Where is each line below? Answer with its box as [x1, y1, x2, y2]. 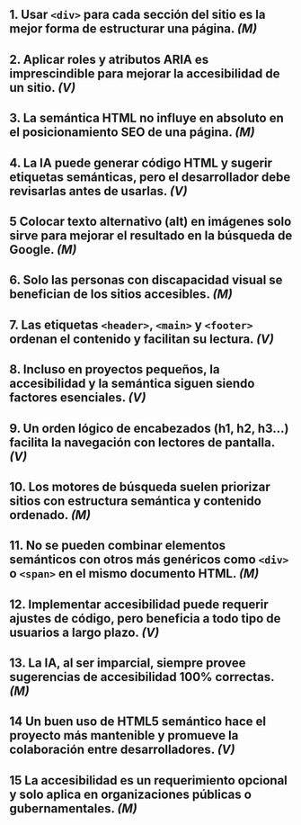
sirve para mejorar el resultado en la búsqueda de [9, 228, 293, 243]
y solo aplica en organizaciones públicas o [9, 786, 252, 802]
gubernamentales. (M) [9, 801, 137, 816]
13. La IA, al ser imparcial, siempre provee [9, 656, 246, 671]
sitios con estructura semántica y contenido [9, 493, 262, 508]
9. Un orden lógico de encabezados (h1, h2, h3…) [9, 420, 289, 435]
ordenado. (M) [9, 507, 92, 523]
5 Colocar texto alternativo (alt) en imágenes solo [9, 213, 292, 229]
